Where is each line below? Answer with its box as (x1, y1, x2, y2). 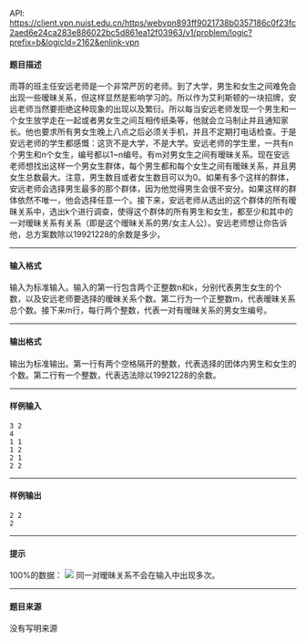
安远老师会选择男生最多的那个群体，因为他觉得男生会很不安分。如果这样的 (9, 183, 289, 194)
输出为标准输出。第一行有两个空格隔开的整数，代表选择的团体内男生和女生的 (9, 357, 297, 368)
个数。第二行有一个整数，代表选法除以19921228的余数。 (9, 369, 221, 380)
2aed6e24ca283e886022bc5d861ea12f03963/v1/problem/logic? (9, 27, 253, 37)
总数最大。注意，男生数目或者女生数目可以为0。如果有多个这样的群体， (25, 172, 294, 183)
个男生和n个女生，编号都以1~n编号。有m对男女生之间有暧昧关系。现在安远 (9, 150, 290, 160)
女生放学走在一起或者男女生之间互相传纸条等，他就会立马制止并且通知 (16, 115, 280, 126)
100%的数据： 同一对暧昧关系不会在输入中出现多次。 (9, 570, 220, 581)
